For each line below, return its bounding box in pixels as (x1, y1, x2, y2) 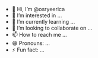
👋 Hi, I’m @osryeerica (11, 6, 65, 12)
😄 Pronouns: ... (11, 40, 50, 47)
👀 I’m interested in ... (11, 12, 62, 19)
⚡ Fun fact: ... (11, 46, 45, 53)
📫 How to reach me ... (11, 31, 67, 38)
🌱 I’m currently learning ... (11, 18, 75, 25)
